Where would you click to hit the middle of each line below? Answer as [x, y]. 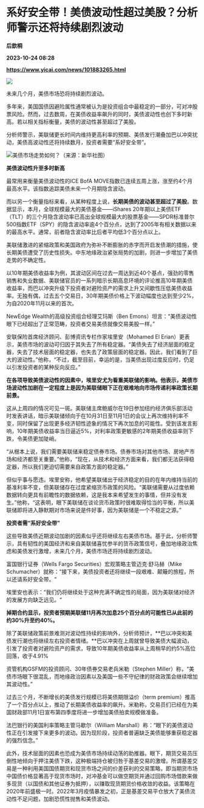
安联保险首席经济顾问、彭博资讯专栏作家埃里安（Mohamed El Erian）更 [96, 337]
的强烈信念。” [22, 740]
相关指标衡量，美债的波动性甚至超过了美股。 [83, 122]
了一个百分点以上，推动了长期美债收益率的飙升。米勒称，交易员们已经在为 [99, 704]
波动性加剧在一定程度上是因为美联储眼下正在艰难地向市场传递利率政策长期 [104, 387]
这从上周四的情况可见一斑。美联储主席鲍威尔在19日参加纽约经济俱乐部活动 [100, 408]
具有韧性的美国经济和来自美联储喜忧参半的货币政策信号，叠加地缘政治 [104, 543]
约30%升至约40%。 [32, 620]
